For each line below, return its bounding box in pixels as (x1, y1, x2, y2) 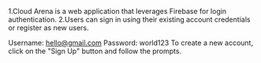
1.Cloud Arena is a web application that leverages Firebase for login (8, 7, 227, 16)
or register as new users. (8, 23, 89, 32)
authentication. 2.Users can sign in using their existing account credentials (8, 15, 251, 24)
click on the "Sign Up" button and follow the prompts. (8, 47, 182, 55)
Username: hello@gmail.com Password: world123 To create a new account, (8, 38, 254, 47)
